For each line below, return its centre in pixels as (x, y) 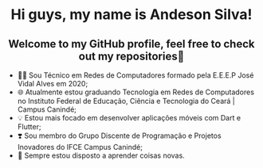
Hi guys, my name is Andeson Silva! (131, 15)
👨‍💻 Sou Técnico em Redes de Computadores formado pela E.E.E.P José (135, 75)
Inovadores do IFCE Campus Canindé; (80, 147)
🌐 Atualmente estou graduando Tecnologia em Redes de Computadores (136, 92)
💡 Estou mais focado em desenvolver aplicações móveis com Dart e (129, 118)
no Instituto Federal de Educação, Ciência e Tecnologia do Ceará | (126, 101)
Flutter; (29, 127)
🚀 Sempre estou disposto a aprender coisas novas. (101, 155)
